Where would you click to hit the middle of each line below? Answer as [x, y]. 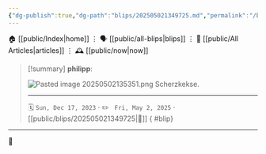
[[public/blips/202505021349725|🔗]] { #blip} [101, 118]
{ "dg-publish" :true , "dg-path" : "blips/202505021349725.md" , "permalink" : [129, 15]
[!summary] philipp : [60, 69]
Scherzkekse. [177, 84]
